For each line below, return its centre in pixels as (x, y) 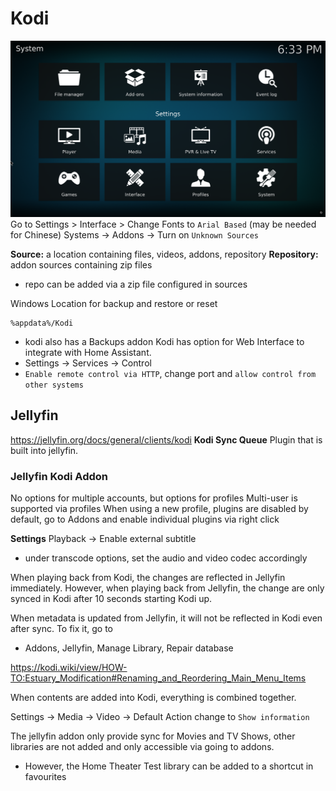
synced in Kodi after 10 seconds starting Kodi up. (111, 599)
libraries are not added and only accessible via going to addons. (142, 747)
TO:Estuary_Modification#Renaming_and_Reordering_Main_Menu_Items (158, 678)
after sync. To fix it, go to (62, 629)
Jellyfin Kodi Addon (59, 476)
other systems (54, 385)
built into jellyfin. (44, 450)
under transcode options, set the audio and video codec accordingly (166, 558)
